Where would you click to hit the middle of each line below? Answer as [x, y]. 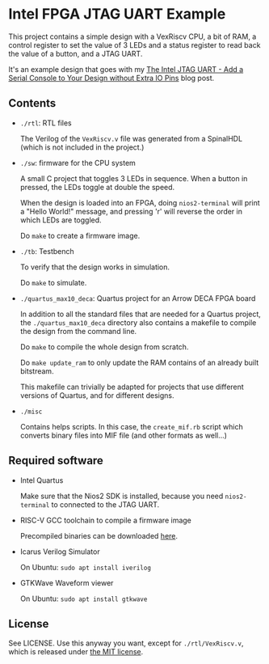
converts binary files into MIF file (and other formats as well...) [124, 435]
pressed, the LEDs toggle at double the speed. [97, 187]
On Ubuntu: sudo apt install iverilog [86, 567]
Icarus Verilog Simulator [60, 552]
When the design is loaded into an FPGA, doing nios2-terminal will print [140, 202]
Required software [56, 461]
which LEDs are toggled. [61, 220]
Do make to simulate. [53, 282]
